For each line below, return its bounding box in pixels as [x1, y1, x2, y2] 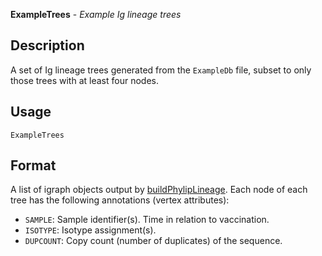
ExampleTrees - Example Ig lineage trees [10, 9, 182, 20]
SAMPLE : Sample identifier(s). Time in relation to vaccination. [24, 214, 270, 226]
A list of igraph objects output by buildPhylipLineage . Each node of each [10, 184, 308, 196]
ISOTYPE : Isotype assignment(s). [24, 224, 157, 236]
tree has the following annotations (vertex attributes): [10, 194, 230, 206]
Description [10, 37, 85, 54]
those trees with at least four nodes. [10, 74, 159, 86]
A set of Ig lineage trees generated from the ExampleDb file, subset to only [10, 64, 312, 76]
